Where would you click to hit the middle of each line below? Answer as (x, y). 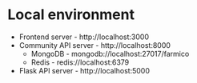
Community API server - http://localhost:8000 (95, 45)
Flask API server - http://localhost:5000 (84, 70)
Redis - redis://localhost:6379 (80, 62)
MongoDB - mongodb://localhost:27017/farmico (110, 53)
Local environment (71, 15)
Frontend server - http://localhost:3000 (84, 37)
